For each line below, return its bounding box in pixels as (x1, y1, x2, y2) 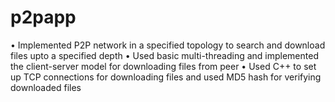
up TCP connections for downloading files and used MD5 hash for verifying (10, 71, 322, 83)
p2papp (10, 6, 77, 29)
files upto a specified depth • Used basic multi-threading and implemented (10, 49, 319, 61)
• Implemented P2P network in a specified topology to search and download (10, 39, 326, 51)
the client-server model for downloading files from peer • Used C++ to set (10, 60, 317, 72)
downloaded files (10, 81, 82, 93)
